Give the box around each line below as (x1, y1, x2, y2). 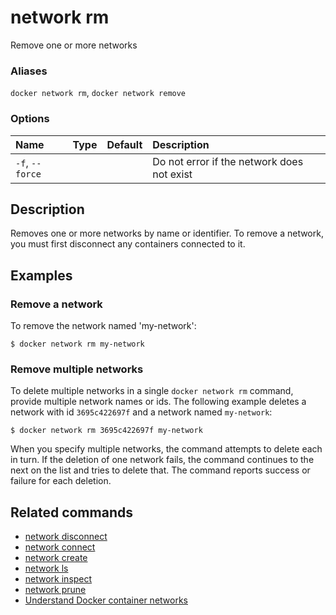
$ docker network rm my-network (10, 339, 145, 350)
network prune (24, 584, 87, 596)
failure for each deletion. (10, 475, 112, 487)
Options (10, 112, 50, 126)
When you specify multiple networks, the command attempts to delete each (10, 443, 323, 455)
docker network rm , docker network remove (10, 87, 187, 99)
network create (24, 552, 88, 564)
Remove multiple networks (10, 362, 144, 376)
